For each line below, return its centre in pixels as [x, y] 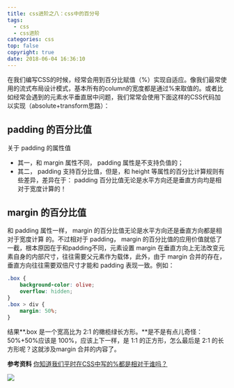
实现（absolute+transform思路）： [61, 106]
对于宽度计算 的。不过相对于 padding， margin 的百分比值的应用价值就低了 [115, 239]
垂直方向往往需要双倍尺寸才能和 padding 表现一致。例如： [91, 266]
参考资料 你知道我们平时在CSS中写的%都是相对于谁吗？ [87, 364]
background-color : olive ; [57, 285]
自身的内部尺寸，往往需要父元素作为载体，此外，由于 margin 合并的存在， [119, 257]
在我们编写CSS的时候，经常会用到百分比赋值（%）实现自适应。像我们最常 [114, 79]
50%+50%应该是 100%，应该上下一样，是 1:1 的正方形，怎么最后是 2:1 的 [112, 340]
